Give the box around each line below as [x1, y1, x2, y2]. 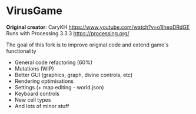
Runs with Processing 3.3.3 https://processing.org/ [6, 29, 129, 36]
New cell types [14, 96, 51, 103]
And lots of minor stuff [14, 102, 69, 109]
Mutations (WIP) [14, 65, 54, 72]
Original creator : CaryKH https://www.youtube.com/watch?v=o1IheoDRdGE [6, 24, 190, 31]
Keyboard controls [14, 90, 60, 97]
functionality [6, 47, 36, 54]
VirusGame [6, 4, 63, 18]
